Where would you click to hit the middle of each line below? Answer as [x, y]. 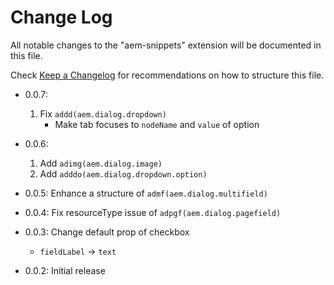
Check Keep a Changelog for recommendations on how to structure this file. [167, 75]
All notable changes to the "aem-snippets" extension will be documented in [166, 45]
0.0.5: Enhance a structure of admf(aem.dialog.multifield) [146, 193]
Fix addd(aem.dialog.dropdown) [103, 113]
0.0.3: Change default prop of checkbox [107, 232]
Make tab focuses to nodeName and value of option [157, 124]
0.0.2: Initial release [65, 270]
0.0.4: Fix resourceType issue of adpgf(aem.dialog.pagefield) [153, 212]
